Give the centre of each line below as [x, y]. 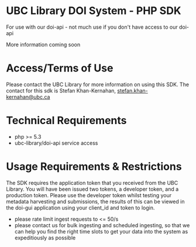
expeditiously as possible [45, 238]
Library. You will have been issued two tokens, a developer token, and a [92, 189]
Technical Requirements [66, 121]
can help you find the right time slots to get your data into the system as [101, 231]
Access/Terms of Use [60, 68]
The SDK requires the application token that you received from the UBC [92, 183]
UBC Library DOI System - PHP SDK [94, 11]
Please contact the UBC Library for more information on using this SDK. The [97, 84]
